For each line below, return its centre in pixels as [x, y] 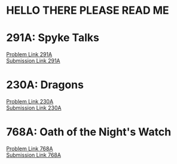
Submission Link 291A [33, 61]
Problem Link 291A [29, 54]
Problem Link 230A [30, 102]
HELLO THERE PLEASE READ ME [88, 10]
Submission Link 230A [34, 108]
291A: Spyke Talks [53, 38]
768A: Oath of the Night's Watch [89, 132]
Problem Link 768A [30, 148]
